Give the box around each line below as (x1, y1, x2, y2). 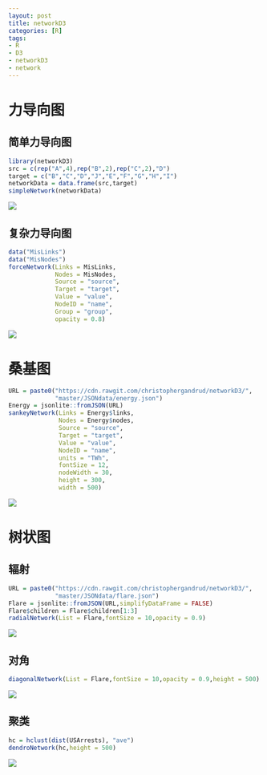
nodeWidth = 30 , (59, 469, 113, 477)
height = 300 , (59, 477, 106, 485)
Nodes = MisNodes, (55, 270, 116, 278)
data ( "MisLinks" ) (8, 248, 67, 256)
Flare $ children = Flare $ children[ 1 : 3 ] (8, 607, 138, 615)
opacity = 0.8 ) (55, 314, 106, 323)
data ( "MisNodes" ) (8, 255, 67, 263)
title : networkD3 (8, 19, 67, 27)
